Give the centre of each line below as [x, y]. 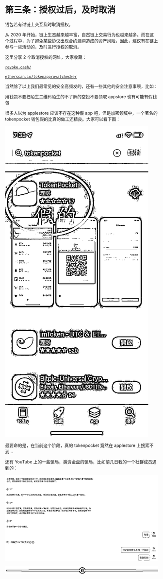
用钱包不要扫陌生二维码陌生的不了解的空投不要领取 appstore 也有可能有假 [79, 96]
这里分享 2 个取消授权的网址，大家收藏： [46, 57]
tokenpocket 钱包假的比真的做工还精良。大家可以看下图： [63, 119]
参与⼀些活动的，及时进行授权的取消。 [43, 47]
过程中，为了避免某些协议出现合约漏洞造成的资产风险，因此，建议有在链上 [83, 41]
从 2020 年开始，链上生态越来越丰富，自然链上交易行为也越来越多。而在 [77, 34]
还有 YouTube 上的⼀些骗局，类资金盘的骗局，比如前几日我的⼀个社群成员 [79, 461]
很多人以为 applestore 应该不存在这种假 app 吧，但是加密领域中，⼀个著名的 [81, 113]
